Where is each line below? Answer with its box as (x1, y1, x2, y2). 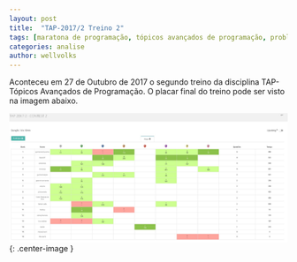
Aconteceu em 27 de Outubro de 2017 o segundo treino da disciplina (9, 77, 260, 87)
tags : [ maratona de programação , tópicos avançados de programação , (9, 33, 267, 41)
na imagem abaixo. (9, 95, 79, 106)
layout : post (9, 14, 57, 23)
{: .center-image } (9, 243, 74, 254)
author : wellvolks (9, 51, 77, 61)
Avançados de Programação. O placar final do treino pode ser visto (40, 86, 286, 97)
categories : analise (9, 42, 86, 51)
